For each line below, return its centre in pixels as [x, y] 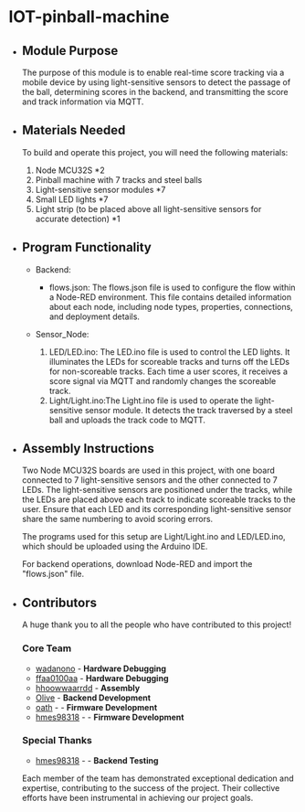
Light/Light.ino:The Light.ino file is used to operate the [151, 401]
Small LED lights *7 [72, 199]
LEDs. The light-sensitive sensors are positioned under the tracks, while [157, 490]
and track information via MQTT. [83, 101]
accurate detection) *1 [78, 219]
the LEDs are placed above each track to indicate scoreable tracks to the [158, 499]
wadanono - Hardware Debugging [100, 668]
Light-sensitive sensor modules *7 [100, 189]
